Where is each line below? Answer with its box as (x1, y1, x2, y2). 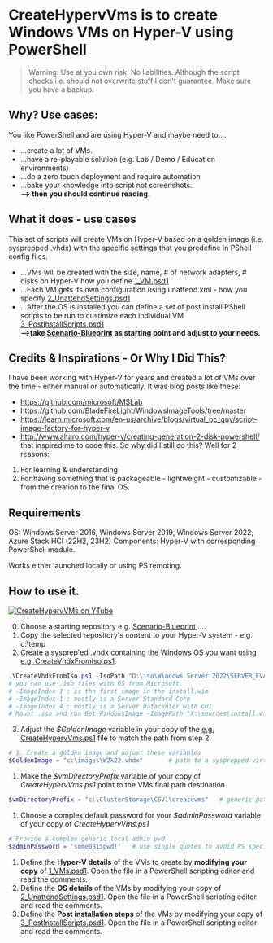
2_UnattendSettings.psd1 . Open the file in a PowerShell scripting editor (19, 892, 258, 901)
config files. (8, 251, 49, 261)
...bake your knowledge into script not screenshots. (19, 180, 193, 190)
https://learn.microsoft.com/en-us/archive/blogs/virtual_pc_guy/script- (19, 414, 258, 424)
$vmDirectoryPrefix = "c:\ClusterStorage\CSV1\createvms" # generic (8, 796, 253, 804)
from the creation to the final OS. (19, 482, 130, 492)
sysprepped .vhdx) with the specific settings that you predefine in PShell (8, 243, 252, 252)
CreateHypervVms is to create (8, 6, 218, 24)
